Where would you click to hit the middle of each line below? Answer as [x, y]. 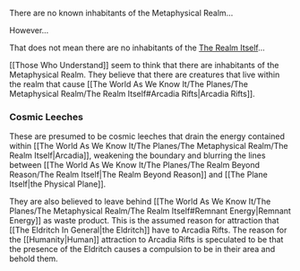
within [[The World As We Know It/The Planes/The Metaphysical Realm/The [149, 146]
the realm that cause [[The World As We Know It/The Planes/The [129, 84]
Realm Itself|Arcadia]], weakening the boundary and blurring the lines [137, 155]
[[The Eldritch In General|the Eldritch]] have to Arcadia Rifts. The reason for [148, 230]
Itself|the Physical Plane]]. [58, 184]
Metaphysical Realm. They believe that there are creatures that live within [145, 74]
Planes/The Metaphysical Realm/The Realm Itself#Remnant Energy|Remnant [150, 211]
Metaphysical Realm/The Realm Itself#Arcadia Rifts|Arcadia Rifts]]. [132, 94]
